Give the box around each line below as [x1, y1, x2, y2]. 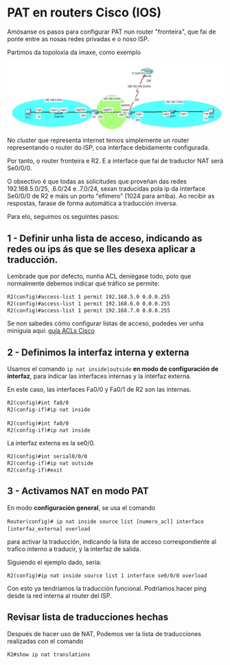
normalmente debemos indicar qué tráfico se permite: [7, 279, 160, 288]
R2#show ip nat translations [7, 651, 91, 658]
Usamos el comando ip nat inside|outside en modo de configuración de [7, 365, 219, 373]
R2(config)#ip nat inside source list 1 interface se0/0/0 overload [7, 572, 207, 579]
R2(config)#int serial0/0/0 [7, 453, 88, 460]
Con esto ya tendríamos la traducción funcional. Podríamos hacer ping [7, 584, 207, 592]
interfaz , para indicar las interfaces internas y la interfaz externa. [7, 372, 192, 380]
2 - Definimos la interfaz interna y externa [7, 347, 190, 358]
